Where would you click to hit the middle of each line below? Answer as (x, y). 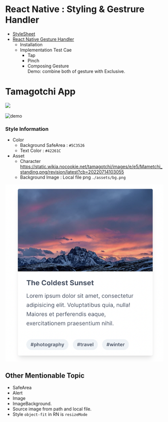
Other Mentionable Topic (45, 375)
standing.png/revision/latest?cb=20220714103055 (72, 172)
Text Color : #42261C (40, 151)
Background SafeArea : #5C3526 (52, 145)
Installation (31, 44)
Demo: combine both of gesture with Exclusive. (76, 71)
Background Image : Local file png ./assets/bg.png (73, 178)
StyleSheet (24, 34)
